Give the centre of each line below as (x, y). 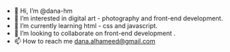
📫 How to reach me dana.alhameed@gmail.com (85, 41)
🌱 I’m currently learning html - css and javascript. (86, 26)
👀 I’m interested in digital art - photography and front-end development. (119, 18)
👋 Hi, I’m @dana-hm (43, 11)
